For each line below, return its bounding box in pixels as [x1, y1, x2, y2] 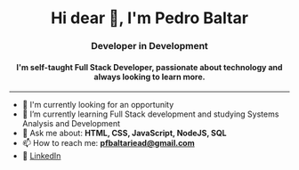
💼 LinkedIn [21, 150, 61, 161]
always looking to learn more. [93, 71, 206, 82]
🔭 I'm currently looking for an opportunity [21, 100, 174, 110]
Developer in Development [90, 40, 209, 53]
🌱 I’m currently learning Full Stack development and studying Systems [21, 109, 279, 119]
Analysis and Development [21, 118, 121, 129]
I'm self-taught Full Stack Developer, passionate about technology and [16, 61, 283, 72]
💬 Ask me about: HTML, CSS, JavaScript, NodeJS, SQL [21, 128, 227, 139]
